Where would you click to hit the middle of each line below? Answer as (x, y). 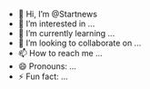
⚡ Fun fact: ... (43, 76)
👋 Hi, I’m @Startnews (58, 14)
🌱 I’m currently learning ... (66, 33)
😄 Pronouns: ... (47, 66)
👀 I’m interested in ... (56, 24)
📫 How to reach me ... (60, 53)
